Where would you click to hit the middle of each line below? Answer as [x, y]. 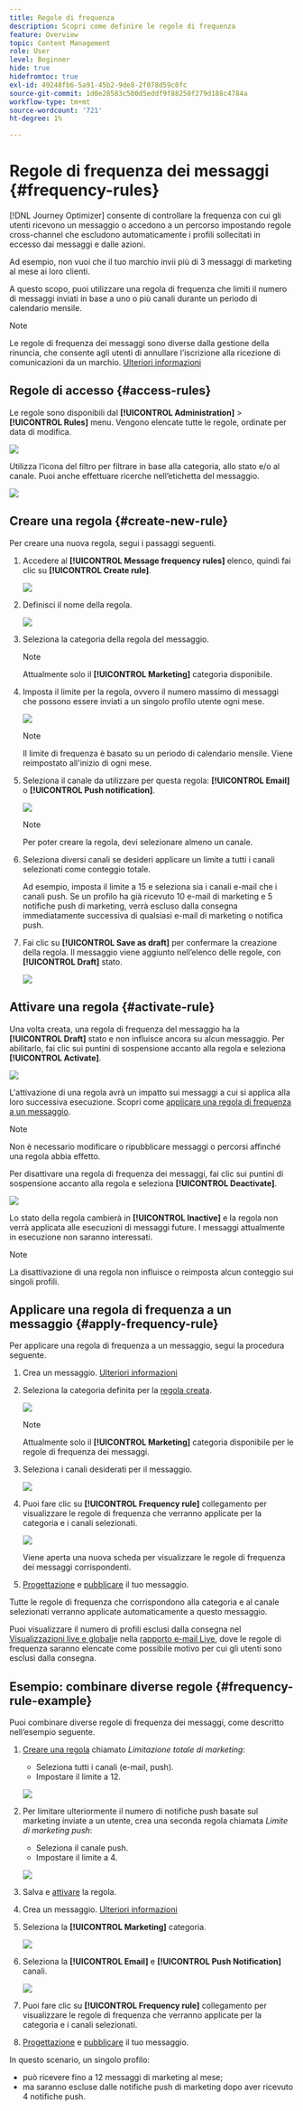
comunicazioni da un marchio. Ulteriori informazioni [105, 363]
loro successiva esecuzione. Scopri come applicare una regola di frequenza [150, 1102]
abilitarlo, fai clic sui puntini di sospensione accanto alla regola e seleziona [147, 1048]
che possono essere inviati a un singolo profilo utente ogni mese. [143, 701]
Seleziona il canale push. [82, 1848]
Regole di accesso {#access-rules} [110, 391]
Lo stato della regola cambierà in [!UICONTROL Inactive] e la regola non [144, 1218]
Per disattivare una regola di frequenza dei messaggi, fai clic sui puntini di [147, 1173]
